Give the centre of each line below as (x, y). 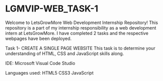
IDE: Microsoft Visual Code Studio (40, 63)
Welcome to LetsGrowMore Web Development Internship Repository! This (82, 22)
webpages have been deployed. (38, 38)
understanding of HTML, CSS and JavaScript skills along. (65, 53)
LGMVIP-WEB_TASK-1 (52, 9)
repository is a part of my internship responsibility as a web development (81, 27)
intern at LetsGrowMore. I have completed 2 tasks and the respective (77, 33)
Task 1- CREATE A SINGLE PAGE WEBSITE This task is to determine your (80, 48)
